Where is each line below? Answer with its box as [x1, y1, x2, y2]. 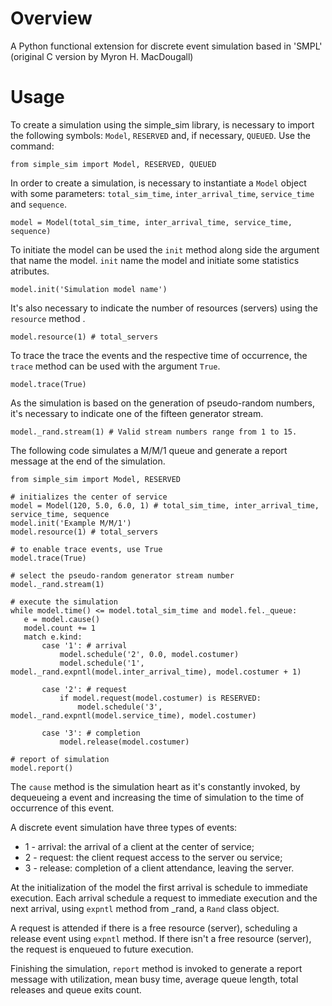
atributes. [10, 265, 50, 277]
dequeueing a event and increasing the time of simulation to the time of [10, 791, 305, 803]
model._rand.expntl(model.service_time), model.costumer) [10, 710, 257, 721]
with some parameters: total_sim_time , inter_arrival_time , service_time [10, 187, 315, 199]
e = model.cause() [23, 614, 101, 624]
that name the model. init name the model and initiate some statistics [10, 254, 300, 266]
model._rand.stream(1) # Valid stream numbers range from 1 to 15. [10, 427, 298, 437]
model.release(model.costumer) [59, 737, 190, 747]
